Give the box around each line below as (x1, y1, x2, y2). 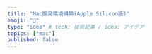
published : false (7, 36, 59, 43)
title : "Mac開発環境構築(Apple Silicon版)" (7, 10, 130, 18)
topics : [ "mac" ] (7, 29, 55, 37)
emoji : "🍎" (7, 17, 40, 24)
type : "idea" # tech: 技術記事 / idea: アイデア (7, 23, 145, 30)
